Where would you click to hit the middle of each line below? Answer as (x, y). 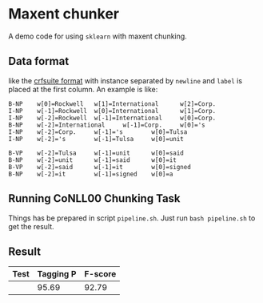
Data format (39, 61)
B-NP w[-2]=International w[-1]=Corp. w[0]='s (107, 125)
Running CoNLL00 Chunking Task (95, 198)
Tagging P (57, 274)
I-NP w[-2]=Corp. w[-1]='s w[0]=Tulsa (98, 132)
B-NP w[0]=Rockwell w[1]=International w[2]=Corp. (112, 104)
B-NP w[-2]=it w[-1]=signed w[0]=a (91, 174)
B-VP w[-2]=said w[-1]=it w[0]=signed (100, 167)
